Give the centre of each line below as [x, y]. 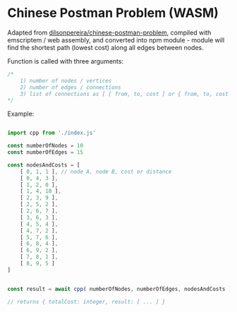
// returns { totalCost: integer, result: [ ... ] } [86, 301]
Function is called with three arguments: [66, 61]
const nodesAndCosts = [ [44, 165]
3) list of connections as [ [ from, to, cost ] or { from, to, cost [124, 94]
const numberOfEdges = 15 [45, 152]
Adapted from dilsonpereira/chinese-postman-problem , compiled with [109, 32]
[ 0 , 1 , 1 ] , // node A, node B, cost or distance [96, 172]
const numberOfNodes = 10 [45, 146]
